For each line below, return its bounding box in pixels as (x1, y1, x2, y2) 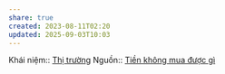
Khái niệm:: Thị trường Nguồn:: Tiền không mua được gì (8, 55, 216, 66)
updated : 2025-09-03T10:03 (8, 30, 111, 39)
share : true (8, 13, 54, 23)
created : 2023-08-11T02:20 (8, 22, 111, 31)
